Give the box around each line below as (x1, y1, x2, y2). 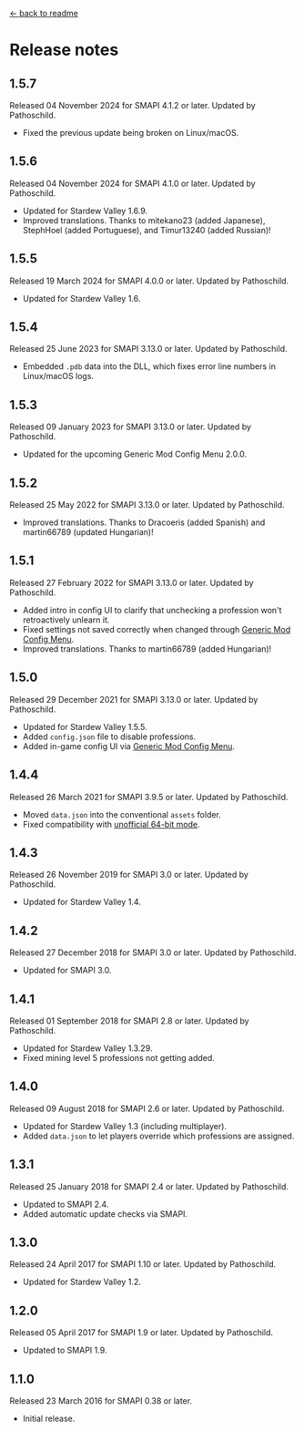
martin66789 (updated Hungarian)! (22, 527, 154, 538)
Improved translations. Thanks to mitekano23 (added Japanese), (22, 214, 266, 226)
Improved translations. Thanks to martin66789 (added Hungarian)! (22, 643, 272, 654)
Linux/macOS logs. (22, 371, 94, 382)
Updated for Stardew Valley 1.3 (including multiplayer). (22, 1120, 228, 1131)
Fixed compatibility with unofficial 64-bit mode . (22, 818, 200, 829)
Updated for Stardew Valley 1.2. (22, 1276, 141, 1288)
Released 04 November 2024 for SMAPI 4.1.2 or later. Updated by (9, 100, 257, 110)
